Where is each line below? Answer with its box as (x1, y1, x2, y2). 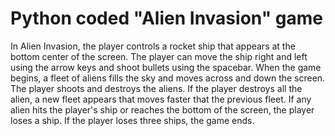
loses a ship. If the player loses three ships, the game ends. (10, 114, 255, 126)
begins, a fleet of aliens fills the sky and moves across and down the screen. (10, 72, 326, 84)
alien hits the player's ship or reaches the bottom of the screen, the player (10, 103, 315, 116)
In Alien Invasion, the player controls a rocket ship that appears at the (10, 40, 296, 52)
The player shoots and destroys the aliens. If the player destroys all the (10, 82, 303, 94)
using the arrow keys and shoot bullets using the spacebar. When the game (10, 61, 322, 73)
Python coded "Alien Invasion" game (10, 7, 323, 30)
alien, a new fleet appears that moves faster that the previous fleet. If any (10, 93, 312, 105)
